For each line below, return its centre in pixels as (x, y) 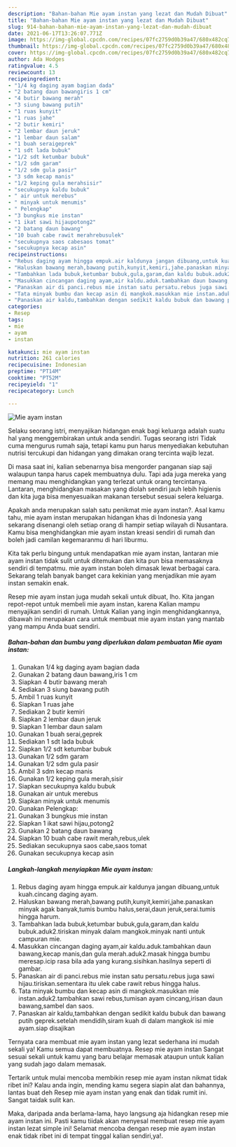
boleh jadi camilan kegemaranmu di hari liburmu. (78, 539)
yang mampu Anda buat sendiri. (54, 626)
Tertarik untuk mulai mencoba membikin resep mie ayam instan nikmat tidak (118, 1078)
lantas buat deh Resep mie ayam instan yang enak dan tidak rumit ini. (108, 1092)
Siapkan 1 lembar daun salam (60, 727)
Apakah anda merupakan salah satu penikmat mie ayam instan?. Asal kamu (116, 510)
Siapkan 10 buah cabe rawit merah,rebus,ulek (84, 838)
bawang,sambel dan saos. (56, 1006)
